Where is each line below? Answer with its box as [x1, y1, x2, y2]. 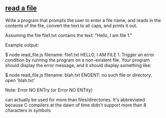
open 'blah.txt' [5, 77, 35, 83]
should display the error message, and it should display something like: [5, 62, 151, 68]
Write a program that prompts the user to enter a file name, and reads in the [5, 17, 161, 23]
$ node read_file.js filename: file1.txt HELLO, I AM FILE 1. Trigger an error [5, 51, 154, 57]
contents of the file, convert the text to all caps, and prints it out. [5, 22, 137, 28]
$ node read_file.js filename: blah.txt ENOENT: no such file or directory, [5, 72, 152, 78]
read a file [5, 4, 37, 12]
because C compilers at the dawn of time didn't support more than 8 [5, 102, 146, 108]
